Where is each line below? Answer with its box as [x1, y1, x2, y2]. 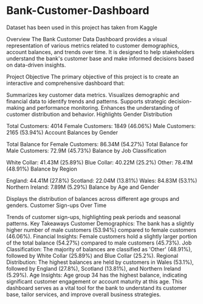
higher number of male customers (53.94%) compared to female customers [6, 226, 196, 234]
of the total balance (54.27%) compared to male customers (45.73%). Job [6, 239, 192, 246]
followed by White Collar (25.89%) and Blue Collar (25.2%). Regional [6, 252, 178, 259]
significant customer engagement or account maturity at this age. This [6, 277, 183, 285]
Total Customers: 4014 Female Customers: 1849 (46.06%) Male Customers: [6, 122, 196, 129]
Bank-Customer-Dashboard [6, 4, 150, 18]
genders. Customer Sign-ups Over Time [6, 201, 107, 209]
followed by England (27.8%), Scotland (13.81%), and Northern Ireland [6, 265, 181, 272]
